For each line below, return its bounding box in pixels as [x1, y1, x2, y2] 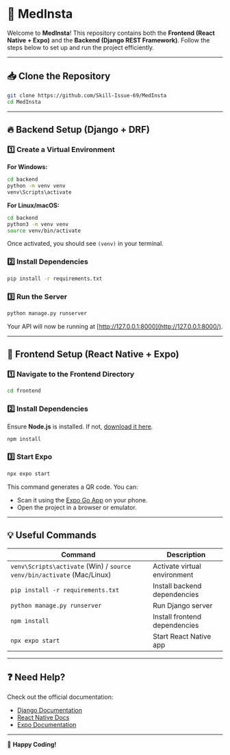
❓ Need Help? [7, 671, 66, 683]
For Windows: [7, 163, 48, 171]
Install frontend [153, 612, 202, 622]
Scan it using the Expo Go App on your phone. [16, 496, 148, 504]
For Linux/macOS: [7, 201, 60, 209]
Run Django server [153, 600, 213, 610]
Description [166, 550, 206, 559]
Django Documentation [16, 706, 82, 715]
